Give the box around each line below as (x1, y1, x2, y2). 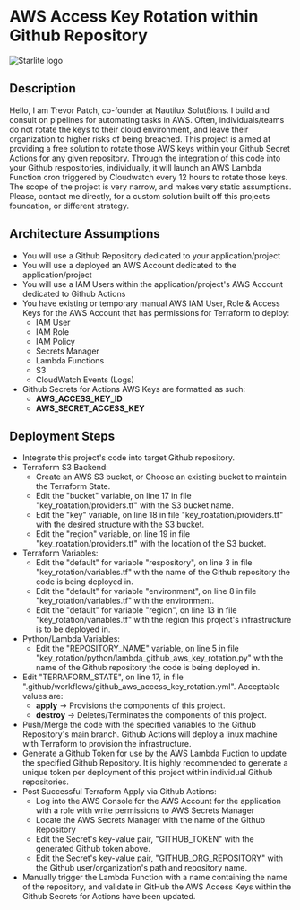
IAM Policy (35, 336, 76, 346)
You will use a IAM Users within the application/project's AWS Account (21, 278, 284, 289)
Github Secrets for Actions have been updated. (21, 891, 196, 902)
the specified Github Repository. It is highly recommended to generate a (21, 757, 288, 768)
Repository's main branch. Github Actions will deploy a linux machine (21, 729, 278, 739)
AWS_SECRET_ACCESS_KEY (35, 402, 145, 414)
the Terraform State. (35, 481, 111, 492)
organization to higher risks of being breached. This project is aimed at (9, 133, 271, 144)
